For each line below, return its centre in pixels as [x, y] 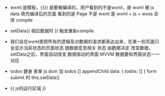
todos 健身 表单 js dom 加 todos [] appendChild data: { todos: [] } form [83, 71]
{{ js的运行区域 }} [28, 88]
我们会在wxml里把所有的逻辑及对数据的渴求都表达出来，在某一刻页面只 [85, 41]
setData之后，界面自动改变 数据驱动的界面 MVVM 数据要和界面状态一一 [85, 54]
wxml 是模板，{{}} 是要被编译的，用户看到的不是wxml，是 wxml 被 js [82, 7]
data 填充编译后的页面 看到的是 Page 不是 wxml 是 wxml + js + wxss [81, 14]
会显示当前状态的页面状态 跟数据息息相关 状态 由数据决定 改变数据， [81, 48]
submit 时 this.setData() [35, 78]
